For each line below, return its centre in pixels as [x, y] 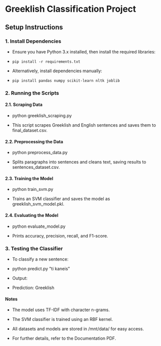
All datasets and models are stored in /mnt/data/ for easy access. [78, 329]
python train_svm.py [33, 189]
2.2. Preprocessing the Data [34, 141]
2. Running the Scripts [32, 93]
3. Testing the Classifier [34, 248]
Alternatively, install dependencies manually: [57, 71]
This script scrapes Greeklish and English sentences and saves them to [84, 125]
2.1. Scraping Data [24, 105]
